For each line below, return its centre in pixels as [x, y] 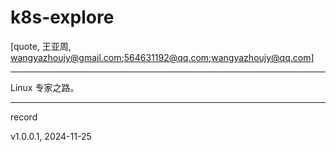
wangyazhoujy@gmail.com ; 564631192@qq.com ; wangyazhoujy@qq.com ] [162, 57]
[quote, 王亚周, [41, 46]
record [24, 117]
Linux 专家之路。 [45, 87]
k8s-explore [62, 17]
